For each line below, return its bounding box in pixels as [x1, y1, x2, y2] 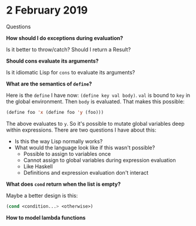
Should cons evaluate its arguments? [6, 57, 99, 64]
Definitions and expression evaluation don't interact [23, 169, 149, 176]
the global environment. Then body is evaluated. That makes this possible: [6, 98, 185, 105]
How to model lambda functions [6, 214, 86, 221]
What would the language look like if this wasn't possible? [14, 144, 155, 151]
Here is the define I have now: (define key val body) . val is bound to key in [6, 91, 190, 99]
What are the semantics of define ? [6, 80, 92, 87]
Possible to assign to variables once [23, 150, 111, 157]
